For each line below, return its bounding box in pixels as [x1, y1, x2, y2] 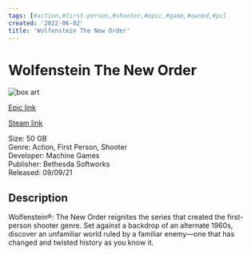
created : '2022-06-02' [8, 19, 84, 27]
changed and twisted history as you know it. [8, 237, 154, 248]
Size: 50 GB [8, 133, 47, 144]
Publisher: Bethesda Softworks [8, 159, 110, 169]
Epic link [8, 103, 37, 113]
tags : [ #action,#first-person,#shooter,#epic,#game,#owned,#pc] [8, 11, 227, 20]
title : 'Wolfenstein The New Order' [8, 26, 130, 34]
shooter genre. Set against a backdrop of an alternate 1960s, [33, 221, 233, 230]
